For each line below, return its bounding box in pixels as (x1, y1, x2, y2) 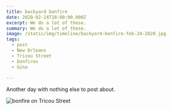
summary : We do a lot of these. (6, 25, 86, 32)
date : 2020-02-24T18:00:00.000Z (6, 14, 86, 20)
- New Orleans (11, 48, 46, 54)
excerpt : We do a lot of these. (6, 20, 86, 26)
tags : (6, 36, 20, 42)
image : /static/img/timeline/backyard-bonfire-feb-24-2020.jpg (6, 31, 167, 37)
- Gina (11, 64, 28, 70)
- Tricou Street (11, 53, 52, 59)
